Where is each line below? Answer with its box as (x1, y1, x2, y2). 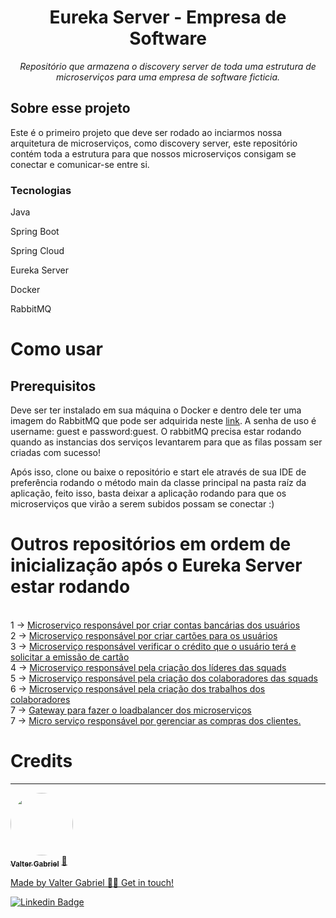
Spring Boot (10, 226, 60, 238)
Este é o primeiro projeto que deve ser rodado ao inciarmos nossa (10, 126, 283, 138)
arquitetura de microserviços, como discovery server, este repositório (10, 137, 298, 149)
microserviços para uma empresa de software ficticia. (55, 71, 281, 83)
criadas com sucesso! (10, 447, 102, 459)
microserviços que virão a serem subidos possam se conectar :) (10, 498, 275, 510)
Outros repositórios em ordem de (10, 533, 292, 556)
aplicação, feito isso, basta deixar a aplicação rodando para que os (10, 487, 287, 500)
